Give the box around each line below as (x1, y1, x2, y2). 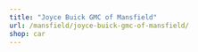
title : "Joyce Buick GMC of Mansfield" (9, 12, 158, 22)
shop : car (9, 29, 46, 38)
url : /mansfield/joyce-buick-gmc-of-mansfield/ (9, 21, 190, 30)
